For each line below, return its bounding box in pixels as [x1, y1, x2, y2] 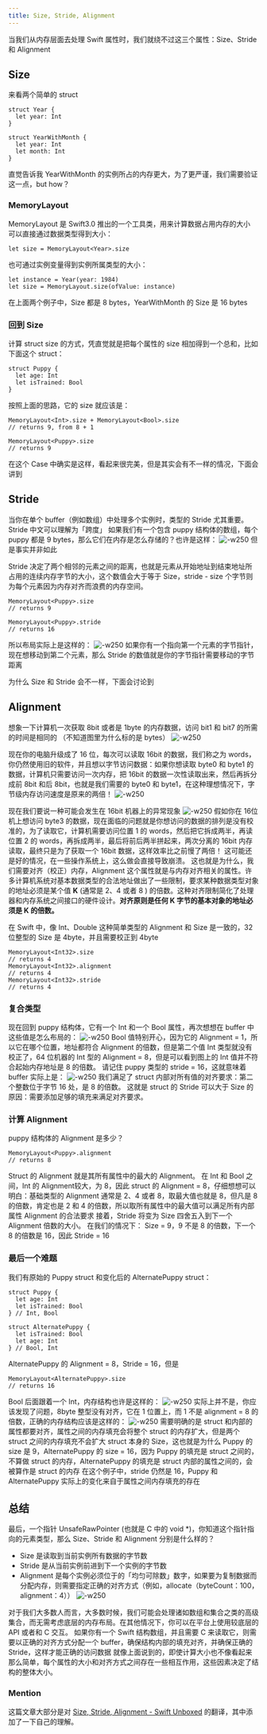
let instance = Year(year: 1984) [8, 275, 119, 283]
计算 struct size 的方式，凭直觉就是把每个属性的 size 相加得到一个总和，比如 [8, 339, 258, 348]
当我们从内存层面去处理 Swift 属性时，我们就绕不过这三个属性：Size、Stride [8, 34, 257, 44]
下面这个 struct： [8, 349, 65, 359]
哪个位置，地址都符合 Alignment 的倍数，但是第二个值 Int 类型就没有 [29, 1042, 253, 1052]
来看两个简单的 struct [8, 90, 79, 99]
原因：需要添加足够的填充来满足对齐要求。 [8, 1091, 148, 1102]
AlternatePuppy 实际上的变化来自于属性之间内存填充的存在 [8, 1476, 200, 1486]
